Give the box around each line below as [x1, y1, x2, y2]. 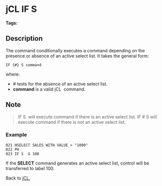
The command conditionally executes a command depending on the [5, 47, 145, 53]
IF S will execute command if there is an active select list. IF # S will [17, 113, 157, 120]
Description [5, 34, 43, 43]
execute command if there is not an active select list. [17, 119, 126, 125]
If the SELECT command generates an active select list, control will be [5, 160, 150, 166]
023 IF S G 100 [5, 151, 39, 156]
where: [5, 71, 20, 77]
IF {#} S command [5, 62, 42, 68]
